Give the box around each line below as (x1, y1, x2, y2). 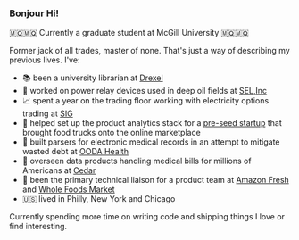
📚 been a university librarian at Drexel (21, 72, 163, 83)
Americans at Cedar (21, 165, 96, 176)
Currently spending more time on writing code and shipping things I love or (9, 211, 286, 222)
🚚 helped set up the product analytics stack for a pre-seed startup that (21, 118, 283, 128)
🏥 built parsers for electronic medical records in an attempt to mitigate (21, 137, 280, 147)
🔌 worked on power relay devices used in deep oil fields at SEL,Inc (21, 86, 268, 96)
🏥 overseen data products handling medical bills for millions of (21, 155, 252, 167)
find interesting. (9, 221, 68, 232)
